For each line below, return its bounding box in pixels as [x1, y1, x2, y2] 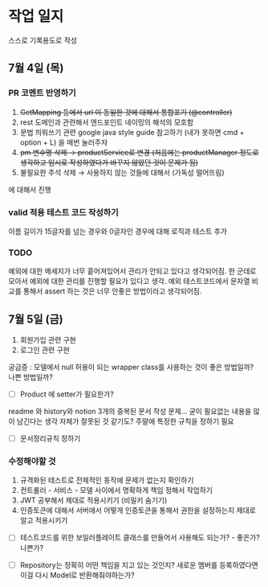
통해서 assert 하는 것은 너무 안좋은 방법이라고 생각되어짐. [22, 286, 202, 296]
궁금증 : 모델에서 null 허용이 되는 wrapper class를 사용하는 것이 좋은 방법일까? [8, 363, 254, 372]
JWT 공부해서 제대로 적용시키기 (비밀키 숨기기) [19, 495, 168, 505]
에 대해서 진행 [8, 184, 52, 194]
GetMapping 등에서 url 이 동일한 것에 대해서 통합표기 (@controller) [19, 107, 233, 117]
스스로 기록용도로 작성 [8, 35, 78, 45]
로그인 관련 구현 [19, 345, 70, 355]
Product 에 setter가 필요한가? [19, 389, 114, 399]
